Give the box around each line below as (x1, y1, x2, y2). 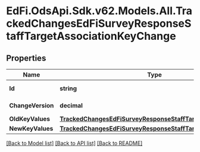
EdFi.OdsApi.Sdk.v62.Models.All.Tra (6, 4, 192, 18)
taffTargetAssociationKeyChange (6, 30, 177, 43)
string (59, 84, 77, 93)
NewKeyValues (9, 125, 54, 132)
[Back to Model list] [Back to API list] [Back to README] (6, 140, 143, 147)
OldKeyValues (9, 115, 51, 123)
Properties (6, 53, 46, 63)
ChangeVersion (9, 102, 54, 109)
